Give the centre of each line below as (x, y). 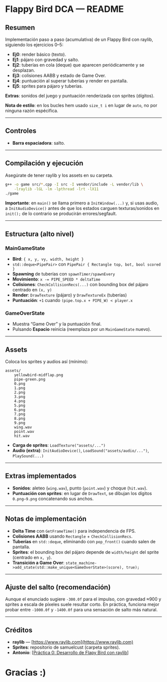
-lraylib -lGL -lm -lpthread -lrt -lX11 (56, 189)
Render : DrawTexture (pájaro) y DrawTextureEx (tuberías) (70, 295)
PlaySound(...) (28, 456)
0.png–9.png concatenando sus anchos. (53, 498)
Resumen (20, 28)
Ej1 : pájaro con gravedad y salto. (46, 60)
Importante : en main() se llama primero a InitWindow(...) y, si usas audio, (82, 203)
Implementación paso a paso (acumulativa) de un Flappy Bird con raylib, (79, 39)
